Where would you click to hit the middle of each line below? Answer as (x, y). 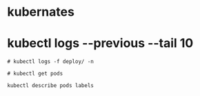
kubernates (41, 12)
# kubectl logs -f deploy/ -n (51, 62)
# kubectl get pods (35, 74)
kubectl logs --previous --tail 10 (100, 44)
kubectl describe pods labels (51, 86)
